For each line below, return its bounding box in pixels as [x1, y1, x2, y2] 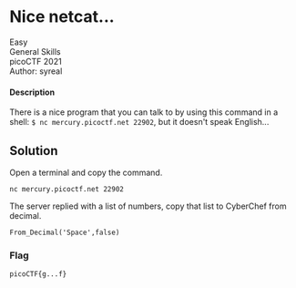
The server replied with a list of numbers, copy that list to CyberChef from [9, 201, 287, 211]
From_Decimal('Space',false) [9, 228, 120, 237]
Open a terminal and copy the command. [9, 167, 163, 178]
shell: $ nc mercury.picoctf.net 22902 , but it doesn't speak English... [9, 117, 270, 128]
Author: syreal [9, 66, 63, 77]
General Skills [9, 46, 61, 57]
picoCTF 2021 [9, 56, 62, 67]
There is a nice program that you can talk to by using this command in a [9, 107, 279, 118]
